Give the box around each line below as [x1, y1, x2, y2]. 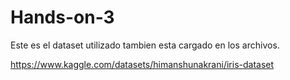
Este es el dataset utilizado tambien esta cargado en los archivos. [10, 39, 280, 51]
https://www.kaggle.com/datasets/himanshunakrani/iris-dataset [10, 58, 275, 70]
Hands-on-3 [10, 6, 115, 29]
